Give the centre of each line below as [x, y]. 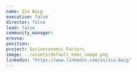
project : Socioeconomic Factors [45, 49]
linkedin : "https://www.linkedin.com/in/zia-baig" [69, 60]
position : [18, 44]
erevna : [15, 38]
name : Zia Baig [24, 11]
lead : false [20, 28]
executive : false [27, 17]
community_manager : [30, 33]
